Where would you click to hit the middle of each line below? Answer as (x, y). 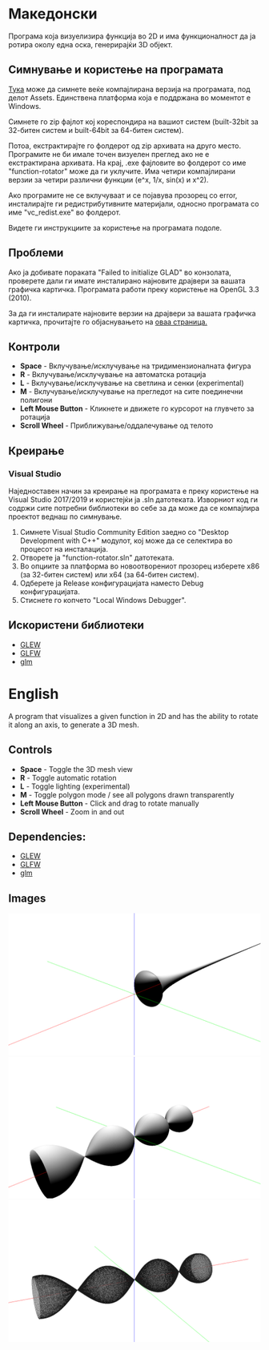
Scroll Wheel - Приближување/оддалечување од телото (116, 426)
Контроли (34, 346)
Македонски (53, 14)
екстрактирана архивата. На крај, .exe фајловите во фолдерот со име (127, 163)
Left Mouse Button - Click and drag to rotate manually (109, 803)
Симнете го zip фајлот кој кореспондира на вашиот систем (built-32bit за (133, 122)
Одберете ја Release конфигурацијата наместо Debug (112, 583)
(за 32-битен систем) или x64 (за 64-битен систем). (109, 575)
